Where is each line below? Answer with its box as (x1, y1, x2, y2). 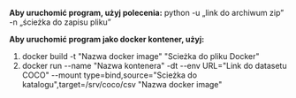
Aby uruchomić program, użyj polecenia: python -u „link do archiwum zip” (9, 8, 285, 18)
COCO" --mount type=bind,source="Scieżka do (21, 70, 197, 80)
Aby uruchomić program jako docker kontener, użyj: (9, 34, 205, 44)
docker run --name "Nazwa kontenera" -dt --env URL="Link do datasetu (21, 61, 287, 71)
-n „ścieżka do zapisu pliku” (9, 17, 112, 27)
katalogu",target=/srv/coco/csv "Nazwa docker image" (21, 79, 223, 89)
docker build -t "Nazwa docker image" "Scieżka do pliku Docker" (21, 51, 260, 61)
